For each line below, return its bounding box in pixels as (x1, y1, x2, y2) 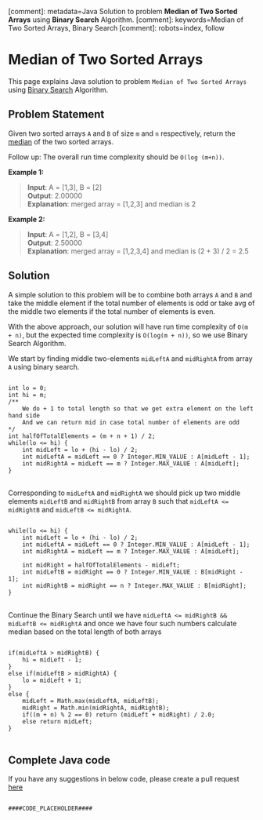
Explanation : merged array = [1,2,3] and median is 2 (27, 199, 196, 209)
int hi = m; (8, 391, 47, 399)
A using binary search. (8, 362, 80, 371)
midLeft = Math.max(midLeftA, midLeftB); (22, 697, 159, 705)
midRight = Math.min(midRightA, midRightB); (22, 704, 170, 712)
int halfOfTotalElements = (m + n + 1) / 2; (8, 432, 156, 440)
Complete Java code (8, 753, 111, 767)
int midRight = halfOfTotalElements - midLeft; (22, 561, 180, 569)
